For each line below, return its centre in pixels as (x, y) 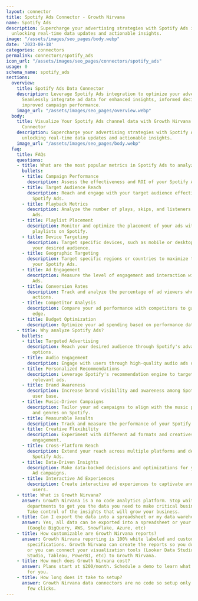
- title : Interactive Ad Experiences (68, 479)
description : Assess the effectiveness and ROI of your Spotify (108, 182)
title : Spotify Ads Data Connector (60, 89)
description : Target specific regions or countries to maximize (108, 259)
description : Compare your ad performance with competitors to (106, 308)
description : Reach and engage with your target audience (100, 193)
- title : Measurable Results (57, 418)
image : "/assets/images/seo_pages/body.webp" (63, 39)
